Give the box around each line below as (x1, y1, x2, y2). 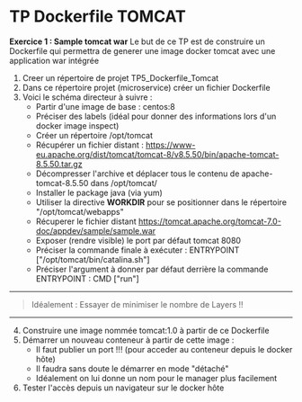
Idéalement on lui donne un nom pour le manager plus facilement (35, 372, 278, 383)
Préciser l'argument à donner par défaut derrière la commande (35, 264, 269, 274)
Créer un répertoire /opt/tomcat (35, 130, 153, 140)
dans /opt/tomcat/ (90, 177, 157, 188)
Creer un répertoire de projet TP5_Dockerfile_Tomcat (22, 72, 219, 83)
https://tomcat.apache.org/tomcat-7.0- (138, 216, 281, 227)
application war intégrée (9, 55, 100, 66)
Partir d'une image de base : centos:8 (35, 101, 175, 112)
